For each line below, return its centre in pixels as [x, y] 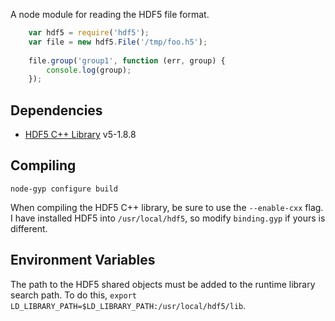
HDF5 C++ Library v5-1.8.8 [80, 135]
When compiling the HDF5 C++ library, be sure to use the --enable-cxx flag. [167, 207]
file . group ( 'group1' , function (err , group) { [127, 60]
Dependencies [56, 110]
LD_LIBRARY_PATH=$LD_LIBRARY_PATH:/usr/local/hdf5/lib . [128, 305]
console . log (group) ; [89, 70]
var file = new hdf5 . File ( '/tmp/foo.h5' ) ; [118, 42]
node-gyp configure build [64, 189]
